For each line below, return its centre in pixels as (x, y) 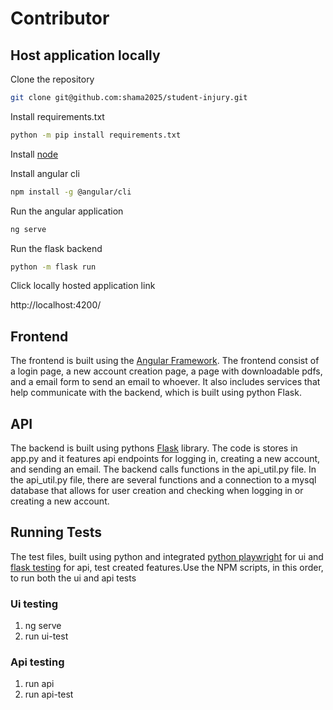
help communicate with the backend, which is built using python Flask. (156, 393)
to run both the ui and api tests (73, 578)
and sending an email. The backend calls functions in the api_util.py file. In (163, 469)
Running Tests (56, 532)
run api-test (49, 694)
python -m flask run (53, 267)
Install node (34, 154)
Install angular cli (45, 173)
